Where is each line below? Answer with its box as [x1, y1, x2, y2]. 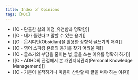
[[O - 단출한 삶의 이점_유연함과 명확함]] [12, 26, 89, 32]
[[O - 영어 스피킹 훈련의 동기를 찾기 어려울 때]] [12, 45, 103, 51]
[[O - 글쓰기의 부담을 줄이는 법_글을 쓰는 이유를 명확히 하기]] [12, 51, 131, 57]
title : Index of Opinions [5, 7, 59, 12]
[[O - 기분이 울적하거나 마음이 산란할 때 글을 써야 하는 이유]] [12, 69, 130, 75]
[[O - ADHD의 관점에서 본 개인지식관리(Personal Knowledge [12, 57, 133, 63]
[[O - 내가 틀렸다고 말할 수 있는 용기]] [12, 32, 86, 38]
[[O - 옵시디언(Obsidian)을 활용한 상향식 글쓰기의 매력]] [12, 38, 122, 45]
